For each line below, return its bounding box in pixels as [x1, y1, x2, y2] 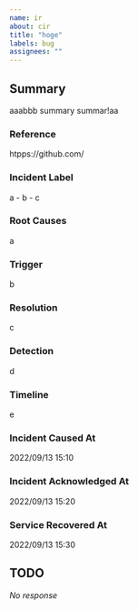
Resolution [9, 301, 58, 314]
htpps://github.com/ [9, 148, 84, 159]
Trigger [9, 258, 44, 270]
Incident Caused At [9, 432, 96, 444]
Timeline [9, 388, 49, 401]
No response [9, 589, 58, 601]
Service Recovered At [9, 518, 107, 531]
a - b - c [9, 192, 41, 203]
